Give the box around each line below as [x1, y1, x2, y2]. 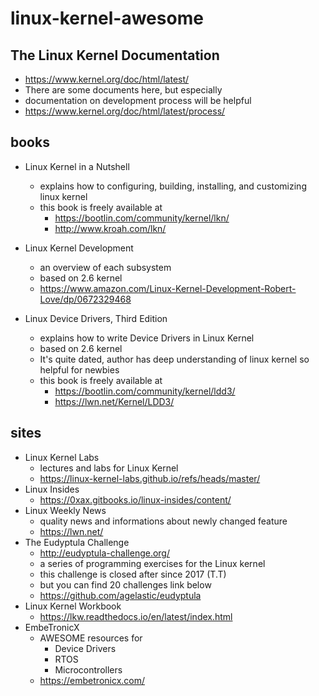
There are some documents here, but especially [24, 84, 223, 96]
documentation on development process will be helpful [24, 95, 252, 106]
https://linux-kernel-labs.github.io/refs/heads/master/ [39, 472, 261, 484]
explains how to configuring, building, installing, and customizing [39, 180, 307, 192]
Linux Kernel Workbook [24, 600, 122, 612]
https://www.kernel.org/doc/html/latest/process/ [24, 105, 226, 117]
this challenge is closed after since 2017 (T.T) [39, 568, 227, 580]
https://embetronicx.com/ [39, 674, 146, 686]
